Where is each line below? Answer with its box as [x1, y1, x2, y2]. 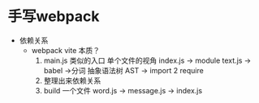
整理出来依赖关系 [43, 76, 101, 85]
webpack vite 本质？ [31, 45, 101, 55]
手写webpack [7, 7, 100, 26]
